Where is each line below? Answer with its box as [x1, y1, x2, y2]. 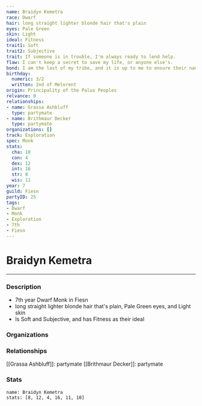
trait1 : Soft [6, 43, 39, 49]
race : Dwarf [6, 14, 36, 21]
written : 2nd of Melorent [11, 82, 77, 88]
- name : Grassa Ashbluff [6, 104, 69, 110]
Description [6, 282, 41, 291]
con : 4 [11, 154, 28, 160]
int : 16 [11, 166, 31, 172]
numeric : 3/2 [11, 76, 44, 82]
